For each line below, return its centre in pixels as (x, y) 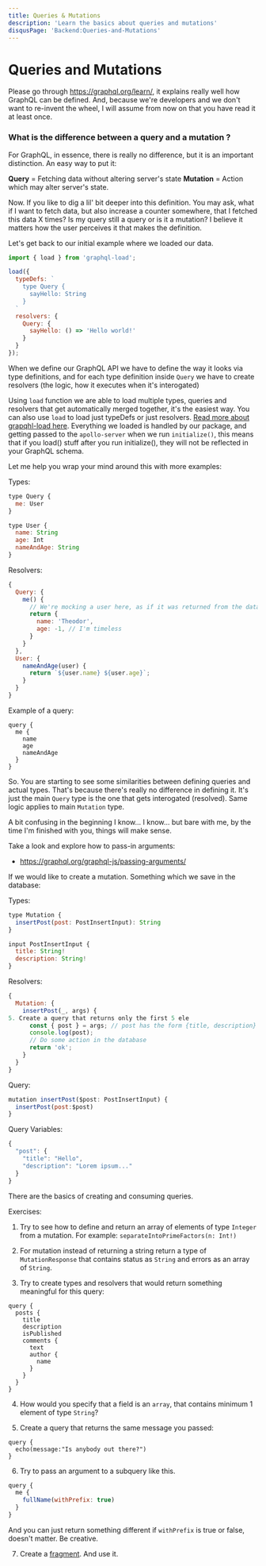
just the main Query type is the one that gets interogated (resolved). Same (128, 798)
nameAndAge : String (47, 548)
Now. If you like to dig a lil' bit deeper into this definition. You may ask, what (131, 202)
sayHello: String (58, 294)
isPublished (42, 1333)
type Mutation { (35, 915)
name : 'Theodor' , (65, 621)
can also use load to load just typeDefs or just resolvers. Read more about (129, 417)
